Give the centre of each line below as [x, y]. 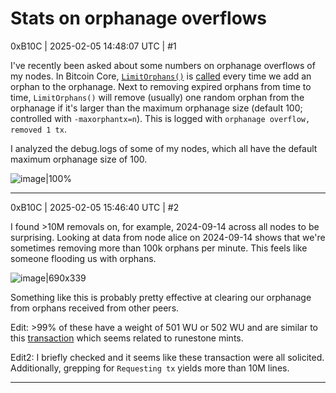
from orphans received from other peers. [95, 308]
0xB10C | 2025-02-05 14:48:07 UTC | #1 [93, 46]
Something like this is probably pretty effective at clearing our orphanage [161, 297]
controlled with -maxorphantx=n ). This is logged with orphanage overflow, [160, 118]
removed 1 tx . [38, 129]
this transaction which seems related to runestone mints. [127, 338]
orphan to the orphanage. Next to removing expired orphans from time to [161, 86]
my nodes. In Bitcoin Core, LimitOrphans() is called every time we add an [161, 76]
